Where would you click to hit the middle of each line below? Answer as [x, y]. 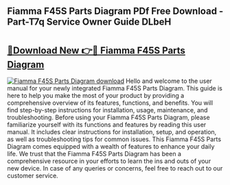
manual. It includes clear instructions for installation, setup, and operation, [112, 132]
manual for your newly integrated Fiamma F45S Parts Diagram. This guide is [115, 88]
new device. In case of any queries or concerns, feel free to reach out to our [115, 168]
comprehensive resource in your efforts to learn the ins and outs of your [109, 161]
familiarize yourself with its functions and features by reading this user [107, 125]
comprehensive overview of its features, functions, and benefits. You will [110, 103]
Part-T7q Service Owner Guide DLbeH [89, 22]
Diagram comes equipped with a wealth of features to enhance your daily [111, 146]
